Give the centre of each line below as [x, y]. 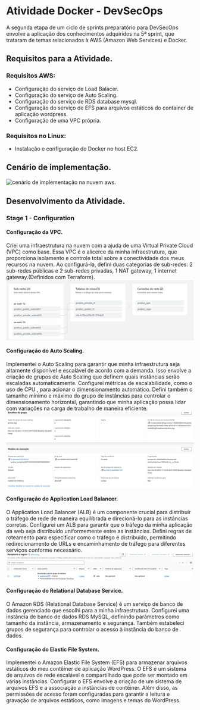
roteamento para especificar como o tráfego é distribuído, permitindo [91, 537]
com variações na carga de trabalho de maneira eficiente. [77, 408]
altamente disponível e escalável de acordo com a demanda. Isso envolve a [99, 371]
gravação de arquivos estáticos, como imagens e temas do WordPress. [93, 700]
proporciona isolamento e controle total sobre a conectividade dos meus [95, 258]
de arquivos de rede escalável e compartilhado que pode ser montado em [97, 675]
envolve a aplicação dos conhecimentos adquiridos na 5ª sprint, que [90, 33]
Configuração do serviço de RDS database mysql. [76, 101]
